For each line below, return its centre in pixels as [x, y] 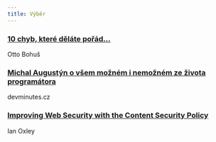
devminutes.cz [29, 97]
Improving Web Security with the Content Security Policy [108, 116]
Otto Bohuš [24, 54]
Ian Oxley [21, 131]
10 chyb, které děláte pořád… [59, 38]
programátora [32, 81]
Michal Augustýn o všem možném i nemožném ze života [107, 72]
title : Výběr [27, 14]
